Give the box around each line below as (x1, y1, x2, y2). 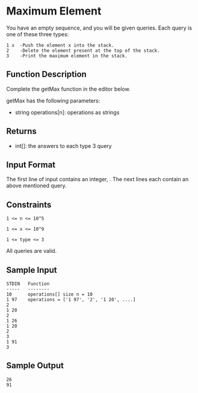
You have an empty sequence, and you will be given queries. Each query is (6, 24, 193, 31)
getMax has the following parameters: (6, 97, 101, 104)
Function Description (6, 69, 87, 80)
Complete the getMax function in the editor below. (6, 85, 131, 92)
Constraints (6, 199, 52, 209)
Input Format (6, 159, 56, 170)
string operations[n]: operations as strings (14, 109, 120, 116)
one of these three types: (6, 30, 69, 37)
